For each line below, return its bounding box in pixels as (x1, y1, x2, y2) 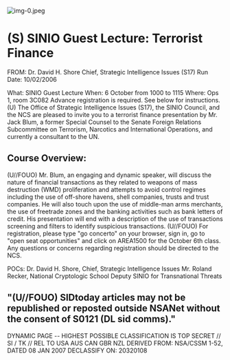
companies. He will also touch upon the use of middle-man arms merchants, (7, 200, 223, 208)
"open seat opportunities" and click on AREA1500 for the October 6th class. (7, 236, 221, 244)
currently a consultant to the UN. (7, 132, 100, 140)
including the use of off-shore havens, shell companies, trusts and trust (7, 193, 209, 201)
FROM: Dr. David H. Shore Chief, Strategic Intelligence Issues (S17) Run (7, 67, 208, 76)
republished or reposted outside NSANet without (7, 303, 221, 315)
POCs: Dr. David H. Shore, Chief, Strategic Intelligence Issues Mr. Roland (7, 264, 212, 273)
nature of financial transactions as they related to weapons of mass (7, 178, 198, 186)
